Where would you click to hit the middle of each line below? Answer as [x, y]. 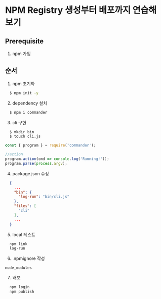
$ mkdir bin [22, 132]
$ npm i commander [29, 112]
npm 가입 [21, 53]
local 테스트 [24, 234]
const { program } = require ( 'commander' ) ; [51, 146]
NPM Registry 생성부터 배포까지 [68, 10]
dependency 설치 [30, 103]
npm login [20, 287]
